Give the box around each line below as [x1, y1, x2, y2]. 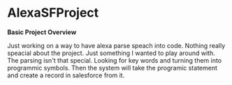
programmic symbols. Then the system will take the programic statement [7, 63, 218, 72]
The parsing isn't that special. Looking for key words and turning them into [7, 56, 222, 64]
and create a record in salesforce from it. [7, 71, 125, 79]
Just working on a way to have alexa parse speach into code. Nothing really [7, 41, 226, 49]
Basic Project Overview [7, 28, 77, 36]
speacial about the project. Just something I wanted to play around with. [7, 49, 215, 57]
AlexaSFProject [7, 5, 99, 21]
